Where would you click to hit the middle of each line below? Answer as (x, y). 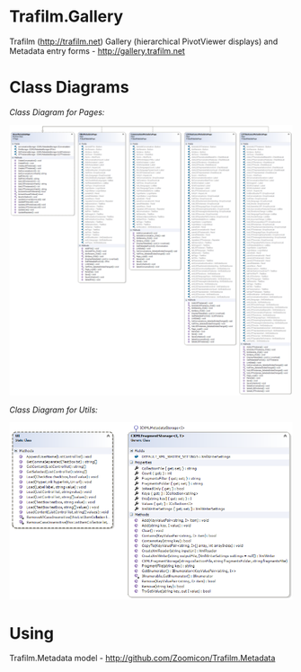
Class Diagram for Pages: (57, 112)
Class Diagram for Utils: (54, 410)
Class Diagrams (69, 88)
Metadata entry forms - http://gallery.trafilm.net (97, 50)
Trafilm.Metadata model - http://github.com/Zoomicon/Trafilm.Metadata (142, 659)
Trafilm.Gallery (66, 17)
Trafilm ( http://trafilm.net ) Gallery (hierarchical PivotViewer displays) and (144, 41)
